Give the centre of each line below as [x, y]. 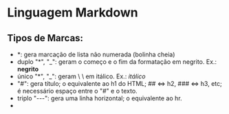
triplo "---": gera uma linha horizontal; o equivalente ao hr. [99, 98]
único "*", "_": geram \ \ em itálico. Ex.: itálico [81, 76]
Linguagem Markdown [73, 13]
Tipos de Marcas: [45, 38]
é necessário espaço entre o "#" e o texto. [77, 91]
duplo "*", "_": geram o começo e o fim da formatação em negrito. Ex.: [117, 62]
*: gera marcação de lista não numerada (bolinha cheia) [96, 54]
